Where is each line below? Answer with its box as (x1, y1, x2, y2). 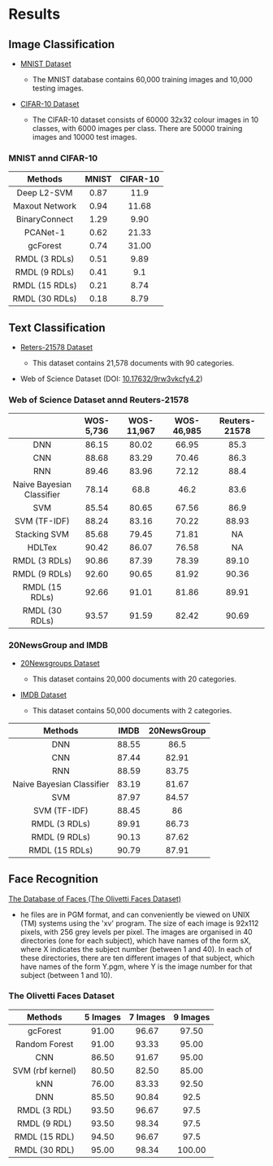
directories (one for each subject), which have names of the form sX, (19, 936, 252, 945)
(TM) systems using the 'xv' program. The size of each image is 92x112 (19, 918, 259, 928)
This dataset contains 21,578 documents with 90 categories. (32, 358, 235, 368)
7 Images (128, 1011, 166, 1023)
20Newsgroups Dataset (19, 658, 100, 668)
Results (8, 5, 61, 24)
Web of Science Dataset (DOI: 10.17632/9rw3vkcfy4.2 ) (19, 374, 203, 384)
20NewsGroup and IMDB (8, 640, 108, 651)
